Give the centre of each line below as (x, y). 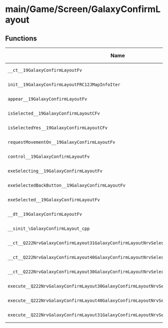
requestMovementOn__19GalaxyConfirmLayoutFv (61, 142)
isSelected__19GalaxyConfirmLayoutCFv (54, 113)
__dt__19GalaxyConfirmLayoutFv (45, 214)
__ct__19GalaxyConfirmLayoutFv (45, 70)
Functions (21, 38)
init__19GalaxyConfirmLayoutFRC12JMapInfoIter (64, 84)
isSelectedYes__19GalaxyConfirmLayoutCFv (58, 128)
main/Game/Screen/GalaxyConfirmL (83, 9)
